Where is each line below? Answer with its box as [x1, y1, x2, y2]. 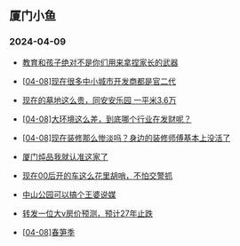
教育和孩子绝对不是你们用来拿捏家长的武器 [21, 57, 179, 67]
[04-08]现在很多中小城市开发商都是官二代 [21, 75, 176, 86]
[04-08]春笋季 [21, 226, 76, 237]
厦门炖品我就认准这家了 [21, 151, 108, 162]
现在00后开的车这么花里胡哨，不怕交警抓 [21, 170, 173, 180]
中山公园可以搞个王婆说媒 [21, 189, 116, 200]
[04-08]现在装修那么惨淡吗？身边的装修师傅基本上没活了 [21, 132, 231, 143]
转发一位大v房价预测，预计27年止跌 [21, 208, 154, 218]
